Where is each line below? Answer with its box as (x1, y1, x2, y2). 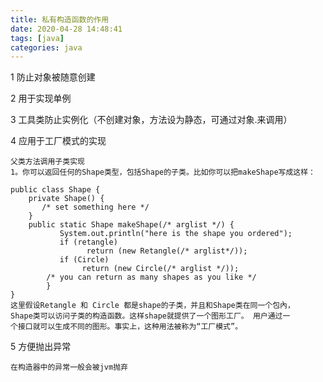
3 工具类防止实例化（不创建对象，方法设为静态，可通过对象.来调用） (10, 114, 293, 126)
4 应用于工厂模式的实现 (10, 135, 107, 147)
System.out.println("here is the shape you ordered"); (59, 229, 293, 239)
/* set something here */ (41, 202, 150, 213)
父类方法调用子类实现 (10, 157, 85, 167)
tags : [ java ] (10, 33, 65, 43)
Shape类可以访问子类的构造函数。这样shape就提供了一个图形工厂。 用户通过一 (10, 311, 291, 321)
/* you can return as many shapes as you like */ (46, 272, 257, 283)
